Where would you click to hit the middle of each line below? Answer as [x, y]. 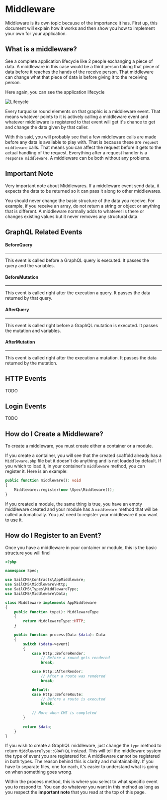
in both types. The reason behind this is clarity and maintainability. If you [80, 761]
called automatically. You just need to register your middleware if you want [82, 514]
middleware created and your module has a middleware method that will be [82, 509]
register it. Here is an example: [37, 471]
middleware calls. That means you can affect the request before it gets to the [83, 147]
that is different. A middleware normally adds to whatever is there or [75, 211]
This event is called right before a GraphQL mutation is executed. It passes [82, 325]
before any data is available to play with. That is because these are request [82, 142]
